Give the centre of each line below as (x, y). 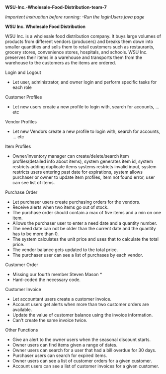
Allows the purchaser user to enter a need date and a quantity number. (85, 223)
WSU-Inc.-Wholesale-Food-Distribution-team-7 (56, 7)
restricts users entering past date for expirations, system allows (78, 172)
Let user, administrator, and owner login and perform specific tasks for (84, 82)
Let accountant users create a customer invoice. (62, 299)
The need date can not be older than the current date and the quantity (84, 228)
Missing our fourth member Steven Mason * (57, 274)
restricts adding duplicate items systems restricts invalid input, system (84, 167)
